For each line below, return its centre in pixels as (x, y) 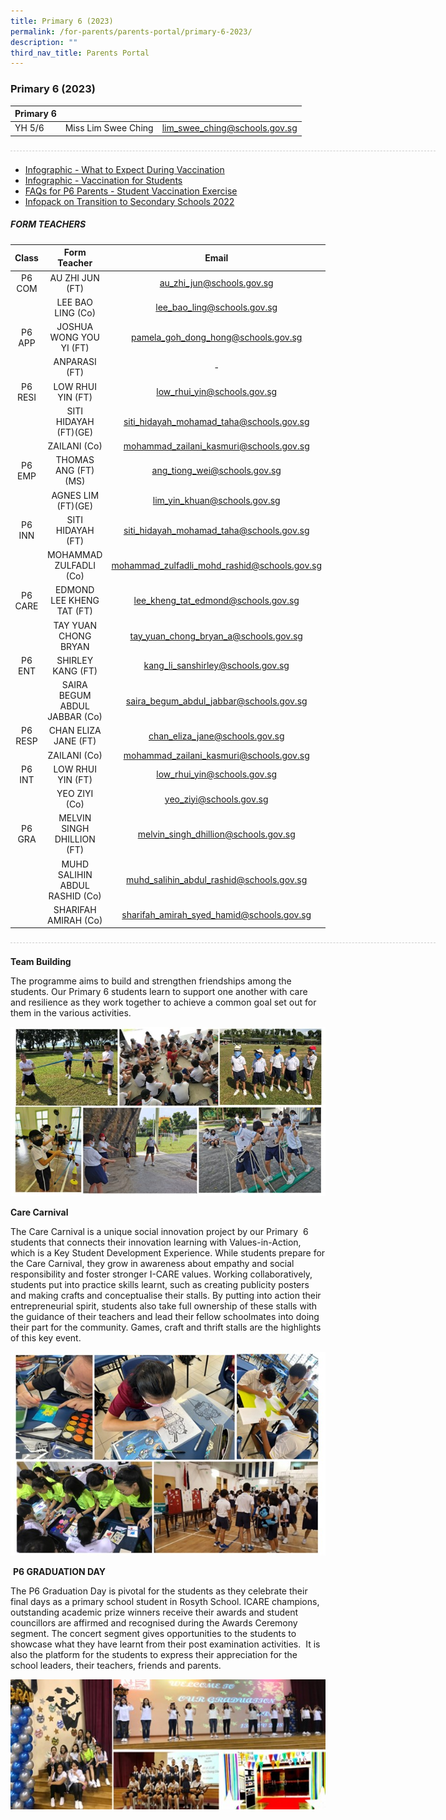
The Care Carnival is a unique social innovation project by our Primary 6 (159, 1231)
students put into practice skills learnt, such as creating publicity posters (160, 1284)
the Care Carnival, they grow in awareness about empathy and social (152, 1263)
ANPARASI (75, 362)
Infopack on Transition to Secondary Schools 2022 (129, 201)
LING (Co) (75, 312)
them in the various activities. (71, 1013)
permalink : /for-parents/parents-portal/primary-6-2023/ (131, 31)
